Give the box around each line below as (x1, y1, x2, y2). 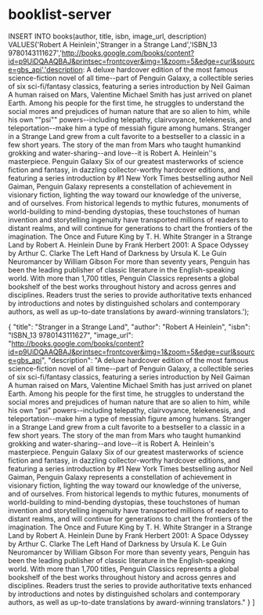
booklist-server (8, 5, 112, 24)
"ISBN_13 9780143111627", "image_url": (8, 330, 134, 339)
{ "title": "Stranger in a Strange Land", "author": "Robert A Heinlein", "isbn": (8, 322, 250, 331)
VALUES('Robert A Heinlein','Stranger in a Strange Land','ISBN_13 (8, 39, 218, 49)
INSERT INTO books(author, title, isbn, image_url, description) (8, 31, 207, 41)
